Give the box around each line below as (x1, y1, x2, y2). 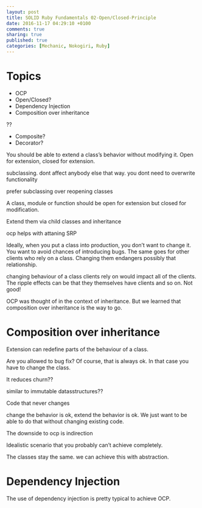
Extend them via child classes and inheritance (6, 217, 122, 225)
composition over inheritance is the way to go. (6, 303, 123, 311)
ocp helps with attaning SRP (6, 230, 77, 237)
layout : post (6, 9, 40, 15)
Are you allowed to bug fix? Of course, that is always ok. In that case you (6, 357, 189, 365)
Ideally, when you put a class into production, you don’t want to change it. (6, 241, 192, 249)
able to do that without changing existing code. (6, 418, 125, 425)
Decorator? (15, 139, 44, 147)
